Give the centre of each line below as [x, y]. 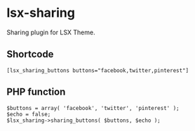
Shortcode [30, 54]
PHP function [36, 92]
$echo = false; [29, 114]
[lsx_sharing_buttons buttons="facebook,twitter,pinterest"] [98, 70]
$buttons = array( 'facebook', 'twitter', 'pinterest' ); [93, 108]
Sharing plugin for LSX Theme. [51, 32]
